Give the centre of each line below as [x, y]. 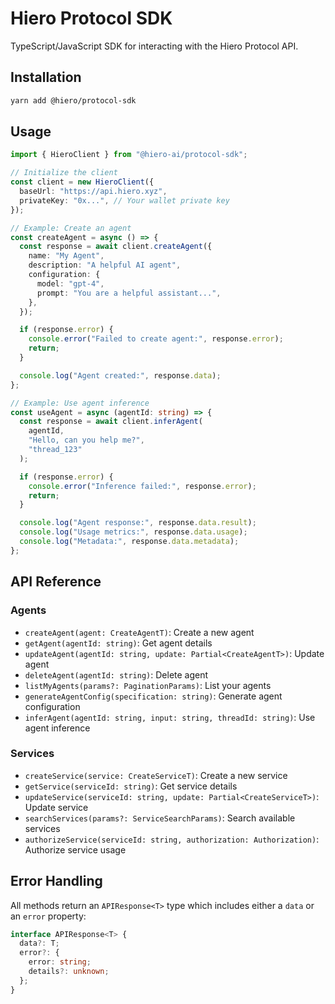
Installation [46, 77]
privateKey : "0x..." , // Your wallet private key [124, 200]
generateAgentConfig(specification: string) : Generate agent [153, 696]
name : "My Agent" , [66, 256]
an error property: [48, 916]
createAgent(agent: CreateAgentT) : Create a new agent [139, 632]
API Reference [56, 582]
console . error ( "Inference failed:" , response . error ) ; [142, 486]
